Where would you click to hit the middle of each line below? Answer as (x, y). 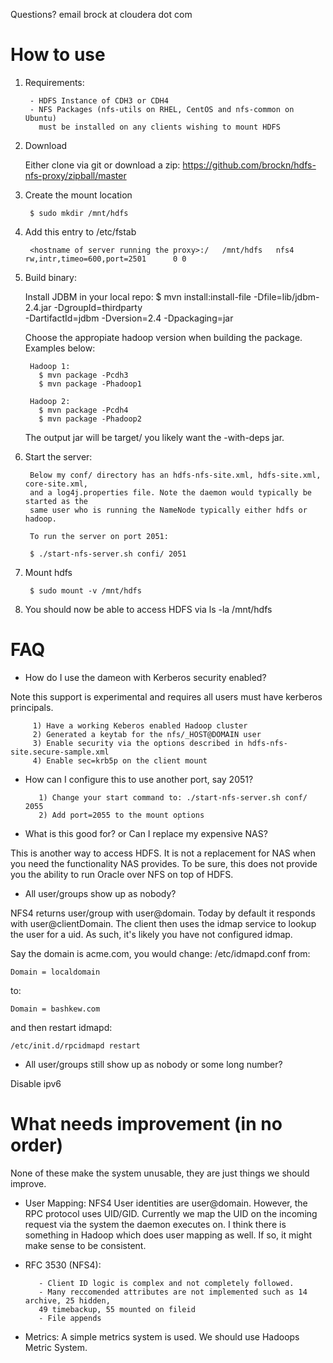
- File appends (70, 1318)
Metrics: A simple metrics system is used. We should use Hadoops (162, 1336)
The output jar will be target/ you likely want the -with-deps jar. (154, 437)
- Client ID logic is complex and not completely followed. (166, 1283)
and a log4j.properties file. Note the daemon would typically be (170, 492)
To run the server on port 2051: (99, 536)
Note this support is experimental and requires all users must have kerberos (166, 696)
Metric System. (56, 1347)
